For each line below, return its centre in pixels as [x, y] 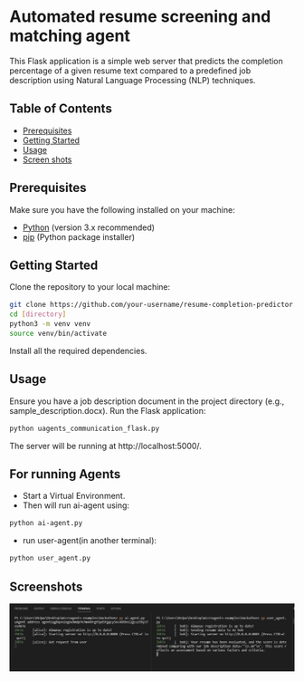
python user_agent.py [50, 559]
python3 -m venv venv [50, 324]
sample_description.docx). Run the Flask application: [108, 410]
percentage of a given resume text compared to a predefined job [130, 71]
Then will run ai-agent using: [76, 505]
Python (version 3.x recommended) [89, 227]
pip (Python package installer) [79, 236]
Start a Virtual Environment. [74, 496]
